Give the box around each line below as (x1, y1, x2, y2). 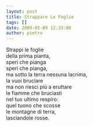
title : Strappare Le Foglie (6, 14, 74, 20)
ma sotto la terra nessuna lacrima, (6, 71, 88, 78)
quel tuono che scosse (6, 102, 61, 109)
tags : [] (6, 19, 27, 25)
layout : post (6, 8, 38, 15)
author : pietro (6, 30, 43, 36)
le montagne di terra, (6, 108, 56, 116)
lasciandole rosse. (6, 114, 50, 121)
